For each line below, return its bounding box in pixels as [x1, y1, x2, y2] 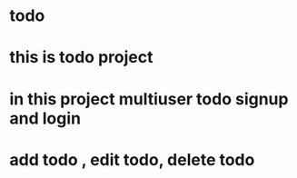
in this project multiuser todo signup [9, 88, 289, 109]
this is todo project [9, 47, 153, 68]
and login [9, 108, 82, 128]
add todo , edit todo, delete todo [9, 149, 255, 170]
